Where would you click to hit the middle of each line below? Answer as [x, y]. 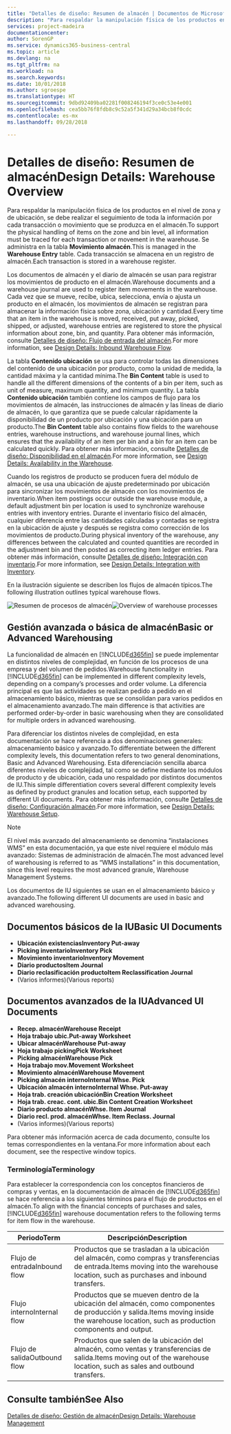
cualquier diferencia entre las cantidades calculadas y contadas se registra [113, 520]
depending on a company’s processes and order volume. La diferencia [107, 684]
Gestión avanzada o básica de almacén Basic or [110, 627]
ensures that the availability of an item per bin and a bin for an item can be [112, 441]
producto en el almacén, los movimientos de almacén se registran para [108, 304]
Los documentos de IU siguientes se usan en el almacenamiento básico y [111, 890]
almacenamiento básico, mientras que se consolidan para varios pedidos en [115, 698]
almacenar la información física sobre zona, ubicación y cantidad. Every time [115, 311]
